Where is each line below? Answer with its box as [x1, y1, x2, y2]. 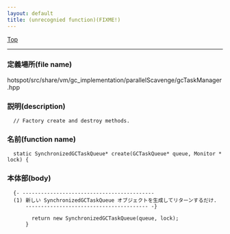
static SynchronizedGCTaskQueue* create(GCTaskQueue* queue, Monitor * [13, 151, 222, 157]
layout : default [7, 10, 53, 17]
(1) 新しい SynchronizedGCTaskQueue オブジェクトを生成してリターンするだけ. [13, 196, 217, 204]
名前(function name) [7, 135, 77, 144]
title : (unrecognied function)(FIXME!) [7, 16, 121, 23]
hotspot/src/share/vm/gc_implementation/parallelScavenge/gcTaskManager [7, 76, 222, 84]
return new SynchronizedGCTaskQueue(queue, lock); [31, 215, 179, 222]
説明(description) [7, 101, 66, 111]
